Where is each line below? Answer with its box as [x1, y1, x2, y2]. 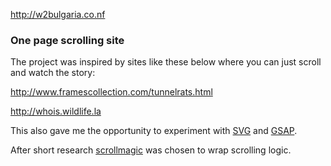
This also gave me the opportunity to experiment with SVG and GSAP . [10, 125, 298, 137]
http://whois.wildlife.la [10, 105, 102, 118]
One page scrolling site [10, 33, 125, 47]
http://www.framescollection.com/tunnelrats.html [10, 86, 213, 98]
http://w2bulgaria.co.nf [10, 9, 106, 20]
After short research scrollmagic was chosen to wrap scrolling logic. [10, 144, 292, 156]
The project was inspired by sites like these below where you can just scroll [10, 56, 322, 68]
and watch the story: [10, 67, 96, 79]
